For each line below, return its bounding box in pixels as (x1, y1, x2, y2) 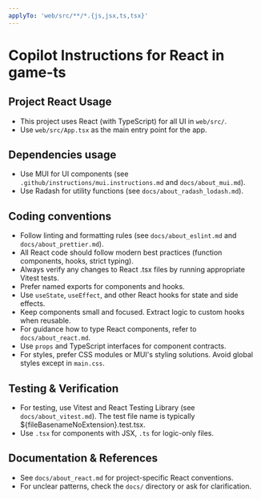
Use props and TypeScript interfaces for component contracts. (19, 341, 227, 351)
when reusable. (19, 316, 71, 325)
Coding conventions (8, 209, 112, 223)
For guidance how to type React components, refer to (19, 324, 197, 334)
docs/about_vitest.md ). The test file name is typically (19, 412, 195, 421)
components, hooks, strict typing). (19, 256, 135, 266)
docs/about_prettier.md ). (19, 239, 104, 249)
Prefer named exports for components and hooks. (19, 282, 186, 292)
